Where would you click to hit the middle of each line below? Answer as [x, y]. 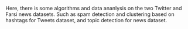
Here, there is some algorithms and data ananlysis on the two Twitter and [94, 8]
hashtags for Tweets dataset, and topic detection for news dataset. [86, 20]
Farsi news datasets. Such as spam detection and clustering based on [90, 14]
